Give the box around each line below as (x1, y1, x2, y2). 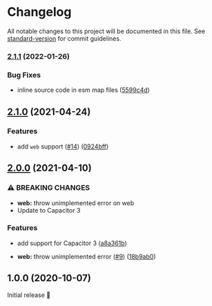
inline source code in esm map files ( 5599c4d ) (17, 86, 151, 94)
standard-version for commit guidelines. (7, 34, 122, 42)
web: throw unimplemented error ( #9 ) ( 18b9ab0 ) (17, 252, 156, 260)
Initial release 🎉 (7, 291, 51, 299)
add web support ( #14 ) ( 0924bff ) (17, 142, 109, 151)
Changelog (7, 4, 72, 20)
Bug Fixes (7, 70, 41, 79)
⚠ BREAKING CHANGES (7, 183, 90, 193)
